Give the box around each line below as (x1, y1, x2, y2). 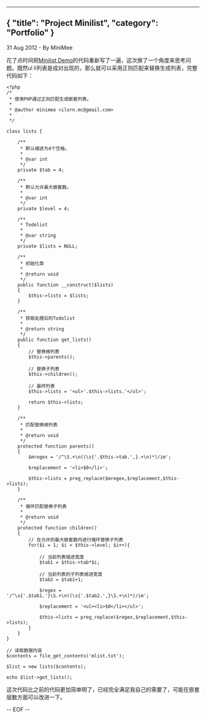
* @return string (20, 326, 64, 332)
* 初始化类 (20, 260, 44, 267)
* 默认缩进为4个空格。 (20, 145, 70, 151)
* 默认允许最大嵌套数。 (20, 184, 72, 190)
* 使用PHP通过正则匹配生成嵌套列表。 (9, 96, 92, 102)
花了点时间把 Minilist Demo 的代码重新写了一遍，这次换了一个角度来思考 (6, 56, 186, 64)
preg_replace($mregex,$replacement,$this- (69, 475, 180, 481)
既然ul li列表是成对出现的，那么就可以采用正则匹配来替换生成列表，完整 (17, 64, 198, 71)
